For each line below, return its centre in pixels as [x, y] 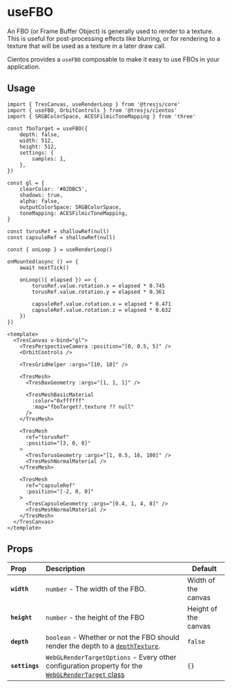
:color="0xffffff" [58, 401]
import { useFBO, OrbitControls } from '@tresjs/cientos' [92, 110]
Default [205, 568]
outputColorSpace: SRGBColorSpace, [71, 207]
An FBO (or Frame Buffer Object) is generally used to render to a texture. [110, 31]
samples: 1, [49, 159]
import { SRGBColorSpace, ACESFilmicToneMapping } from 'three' [101, 116]
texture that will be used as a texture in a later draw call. [87, 46]
